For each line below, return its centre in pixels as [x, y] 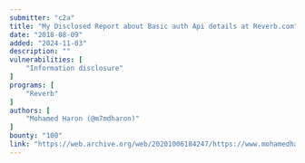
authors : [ [30, 110]
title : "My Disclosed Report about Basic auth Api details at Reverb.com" [154, 26]
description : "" [40, 52]
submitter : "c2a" [42, 18]
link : [20, 144]
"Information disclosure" [75, 69]
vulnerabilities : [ [46, 60]
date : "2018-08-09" [46, 34]
